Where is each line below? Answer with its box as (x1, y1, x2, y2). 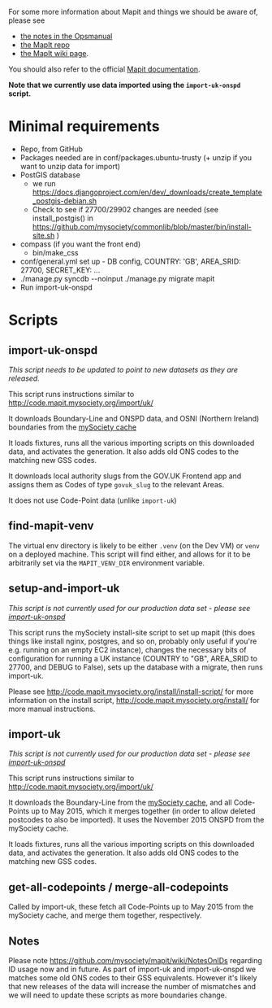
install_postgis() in (32, 213, 93, 223)
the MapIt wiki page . (19, 49, 89, 58)
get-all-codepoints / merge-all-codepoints (8, 880, 229, 894)
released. (8, 373, 41, 383)
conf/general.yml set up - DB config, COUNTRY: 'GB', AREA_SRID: (19, 256, 241, 266)
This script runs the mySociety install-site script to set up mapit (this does (8, 627, 256, 637)
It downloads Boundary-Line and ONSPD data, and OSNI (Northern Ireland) (8, 413, 260, 423)
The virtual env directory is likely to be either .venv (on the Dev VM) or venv (8, 540, 260, 550)
